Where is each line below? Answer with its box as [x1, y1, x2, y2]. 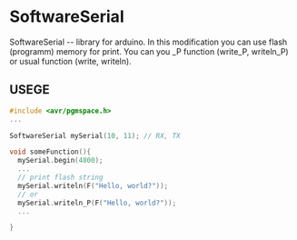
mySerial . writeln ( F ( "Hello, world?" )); [17, 181, 169, 190]
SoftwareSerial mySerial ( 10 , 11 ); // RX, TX [9, 131, 181, 140]
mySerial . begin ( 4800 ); [17, 156, 104, 165]
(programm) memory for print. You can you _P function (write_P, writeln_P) [9, 45, 289, 56]
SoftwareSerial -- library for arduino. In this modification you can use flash [9, 36, 288, 47]
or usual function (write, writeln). [9, 55, 132, 66]
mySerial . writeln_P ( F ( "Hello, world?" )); [17, 198, 177, 207]
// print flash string [17, 173, 104, 182]
